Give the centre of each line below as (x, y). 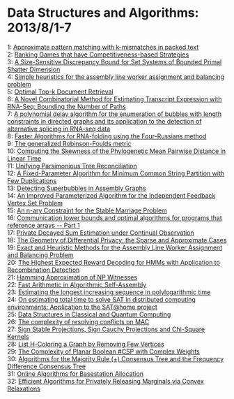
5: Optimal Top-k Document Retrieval (60, 92)
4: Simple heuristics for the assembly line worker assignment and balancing (116, 77)
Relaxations (24, 389)
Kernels (18, 336)
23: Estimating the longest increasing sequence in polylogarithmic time (109, 292)
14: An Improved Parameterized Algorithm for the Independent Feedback (111, 195)
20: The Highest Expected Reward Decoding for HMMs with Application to (114, 262)
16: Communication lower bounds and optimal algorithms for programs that (115, 217)
